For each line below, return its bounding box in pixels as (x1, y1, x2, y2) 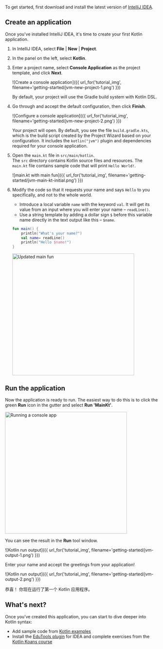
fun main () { (12, 226, 39, 231)
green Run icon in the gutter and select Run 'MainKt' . (5, 402, 113, 408)
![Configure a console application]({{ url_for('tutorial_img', (12, 113, 128, 118)
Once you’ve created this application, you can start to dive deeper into (5, 613, 146, 619)
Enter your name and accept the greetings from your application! (5, 562, 135, 567)
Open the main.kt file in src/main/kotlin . (12, 152, 95, 158)
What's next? (5, 601, 47, 609)
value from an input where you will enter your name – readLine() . (19, 207, 150, 212)
